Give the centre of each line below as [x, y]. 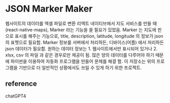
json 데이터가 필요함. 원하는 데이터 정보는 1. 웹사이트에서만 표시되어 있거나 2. [81, 48]
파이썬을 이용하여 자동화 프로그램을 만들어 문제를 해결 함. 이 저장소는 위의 [83, 61]
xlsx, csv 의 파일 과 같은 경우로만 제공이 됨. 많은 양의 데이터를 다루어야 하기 [80, 55]
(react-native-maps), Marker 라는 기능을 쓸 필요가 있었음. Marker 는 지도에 [81, 30]
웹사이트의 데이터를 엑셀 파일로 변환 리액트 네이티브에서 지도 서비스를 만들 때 [81, 23]
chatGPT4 [16, 96]
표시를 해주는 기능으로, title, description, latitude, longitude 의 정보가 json [89, 36]
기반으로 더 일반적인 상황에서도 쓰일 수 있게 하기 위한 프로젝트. [80, 67]
